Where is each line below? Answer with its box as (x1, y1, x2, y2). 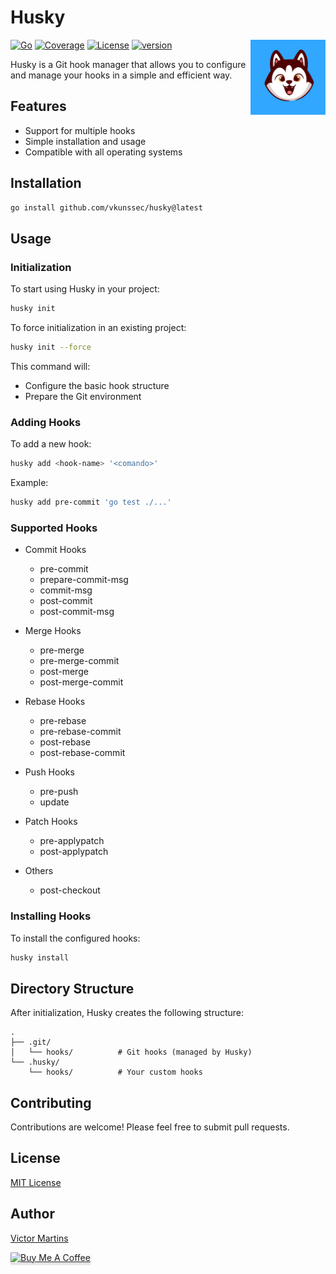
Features (10, 98, 67, 115)
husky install (10, 952, 70, 963)
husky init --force (10, 342, 92, 352)
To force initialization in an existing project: (10, 322, 187, 333)
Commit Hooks (24, 544, 87, 556)
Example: (10, 477, 49, 489)
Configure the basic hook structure (24, 379, 170, 391)
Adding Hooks (10, 415, 82, 429)
